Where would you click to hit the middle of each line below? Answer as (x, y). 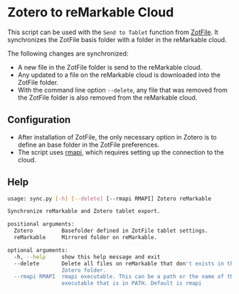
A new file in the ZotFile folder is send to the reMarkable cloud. (110, 67)
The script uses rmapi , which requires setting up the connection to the (121, 152)
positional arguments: (41, 224)
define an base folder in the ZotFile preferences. (89, 145)
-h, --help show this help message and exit (87, 257)
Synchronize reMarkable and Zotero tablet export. (84, 211)
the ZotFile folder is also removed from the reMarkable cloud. (107, 98)
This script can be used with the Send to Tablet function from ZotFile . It (113, 32)
